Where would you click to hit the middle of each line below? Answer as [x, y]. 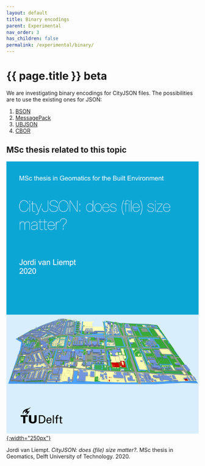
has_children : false [33, 39]
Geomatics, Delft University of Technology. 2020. [68, 456]
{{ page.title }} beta [57, 76]
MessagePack [33, 118]
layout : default [27, 13]
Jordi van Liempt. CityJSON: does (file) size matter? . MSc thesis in [90, 450]
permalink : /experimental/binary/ [50, 45]
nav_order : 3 [23, 32]
